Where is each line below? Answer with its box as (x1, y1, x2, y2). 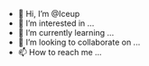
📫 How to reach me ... (17, 47, 102, 57)
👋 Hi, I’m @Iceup (17, 9, 80, 19)
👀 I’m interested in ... (17, 18, 95, 29)
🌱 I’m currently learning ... (17, 28, 115, 37)
